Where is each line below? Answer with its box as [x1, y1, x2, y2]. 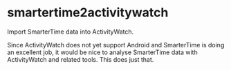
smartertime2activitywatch [7, 5, 169, 21]
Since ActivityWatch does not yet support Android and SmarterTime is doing [7, 40, 225, 49]
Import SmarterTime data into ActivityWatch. [7, 27, 134, 36]
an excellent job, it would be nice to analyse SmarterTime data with [7, 48, 198, 56]
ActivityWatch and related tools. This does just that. [7, 55, 154, 63]
